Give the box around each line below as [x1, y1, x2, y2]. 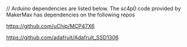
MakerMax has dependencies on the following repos [6, 11, 135, 18]
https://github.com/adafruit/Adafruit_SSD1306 [6, 34, 119, 41]
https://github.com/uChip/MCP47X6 [6, 23, 95, 29]
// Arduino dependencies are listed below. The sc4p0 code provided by [6, 5, 181, 12]
